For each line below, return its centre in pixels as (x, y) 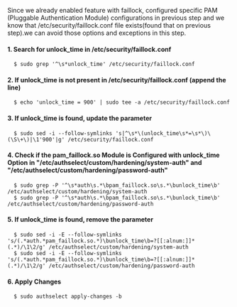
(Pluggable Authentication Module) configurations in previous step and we (116, 18)
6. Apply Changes (34, 281)
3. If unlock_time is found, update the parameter (80, 118)
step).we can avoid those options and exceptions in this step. (97, 33)
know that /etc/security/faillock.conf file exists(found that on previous (109, 25)
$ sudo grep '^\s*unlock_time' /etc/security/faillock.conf (104, 64)
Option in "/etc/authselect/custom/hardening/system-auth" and (105, 163)
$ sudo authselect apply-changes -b (68, 297)
